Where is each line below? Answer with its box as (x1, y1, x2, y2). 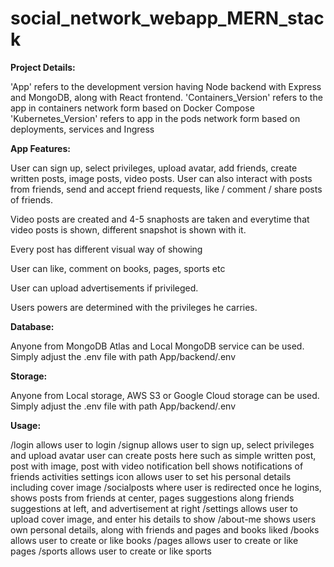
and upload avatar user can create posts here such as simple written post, (10, 449, 317, 461)
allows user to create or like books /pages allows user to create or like (10, 534, 299, 546)
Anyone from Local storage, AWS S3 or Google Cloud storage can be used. (10, 389, 320, 401)
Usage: (10, 419, 42, 431)
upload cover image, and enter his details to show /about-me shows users (10, 513, 317, 525)
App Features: (10, 142, 71, 154)
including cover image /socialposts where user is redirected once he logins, (10, 481, 322, 493)
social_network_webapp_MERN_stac (10, 7, 325, 30)
